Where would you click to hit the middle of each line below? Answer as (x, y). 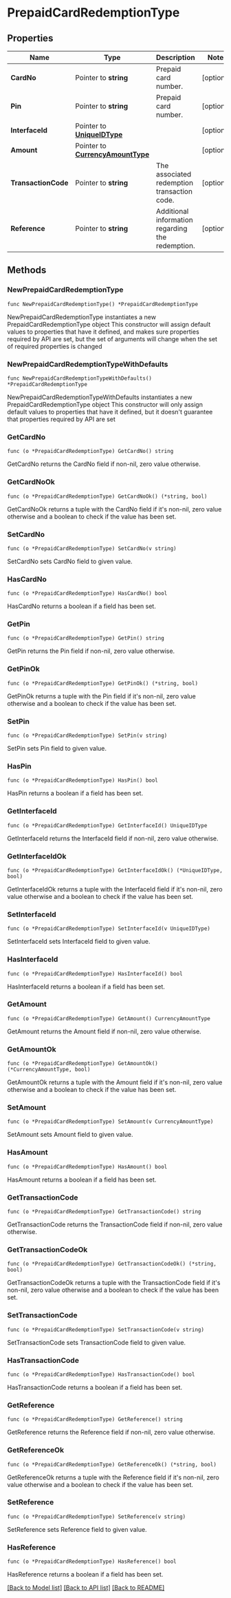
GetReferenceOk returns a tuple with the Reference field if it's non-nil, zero (113, 1477)
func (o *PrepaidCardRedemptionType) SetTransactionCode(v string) (106, 1329)
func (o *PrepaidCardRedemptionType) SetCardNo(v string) (92, 548)
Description (175, 58)
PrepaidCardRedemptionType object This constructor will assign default (109, 324)
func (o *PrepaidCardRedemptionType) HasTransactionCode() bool (101, 1374)
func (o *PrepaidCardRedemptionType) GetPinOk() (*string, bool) (102, 683)
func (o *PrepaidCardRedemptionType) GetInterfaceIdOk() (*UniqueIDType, (115, 870)
